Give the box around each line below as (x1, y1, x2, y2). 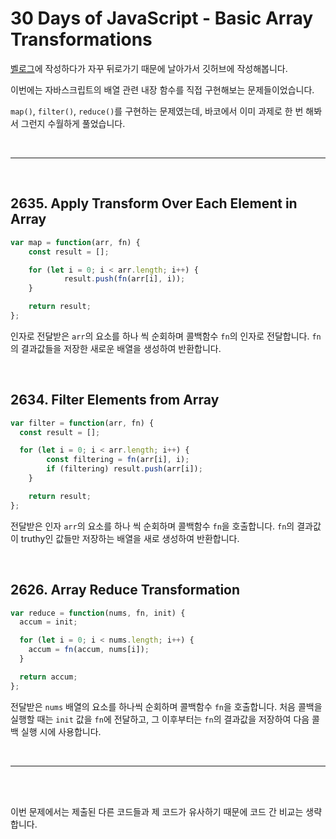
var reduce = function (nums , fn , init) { (10, 608, 186, 618)
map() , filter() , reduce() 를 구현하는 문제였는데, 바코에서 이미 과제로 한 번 (10, 105, 304, 117)
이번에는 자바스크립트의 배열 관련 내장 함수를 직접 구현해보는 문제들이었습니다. (10, 83, 315, 96)
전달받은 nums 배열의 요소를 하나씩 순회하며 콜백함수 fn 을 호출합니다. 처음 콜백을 (10, 700, 323, 712)
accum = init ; (19, 617, 78, 627)
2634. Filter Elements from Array (10, 392, 220, 409)
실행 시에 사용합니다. (20, 725, 102, 737)
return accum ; (19, 672, 78, 682)
